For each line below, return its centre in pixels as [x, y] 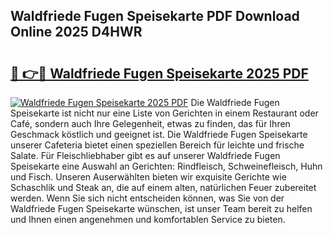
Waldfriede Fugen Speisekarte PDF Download [155, 16]
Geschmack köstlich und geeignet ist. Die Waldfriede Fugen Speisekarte [159, 134]
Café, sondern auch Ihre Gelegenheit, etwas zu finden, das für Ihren [150, 123]
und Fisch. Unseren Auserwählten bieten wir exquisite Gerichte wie [148, 177]
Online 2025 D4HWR [76, 32]
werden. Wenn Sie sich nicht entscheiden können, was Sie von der [147, 198]
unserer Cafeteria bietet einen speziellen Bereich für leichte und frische [157, 145]
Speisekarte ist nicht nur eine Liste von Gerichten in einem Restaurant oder [164, 113]
